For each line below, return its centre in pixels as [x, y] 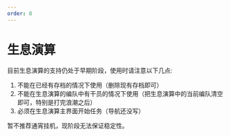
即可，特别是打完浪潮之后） [57, 102]
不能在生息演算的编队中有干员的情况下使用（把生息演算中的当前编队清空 [120, 93]
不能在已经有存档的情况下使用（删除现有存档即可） [90, 85]
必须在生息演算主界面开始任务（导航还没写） [81, 110]
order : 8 [20, 13]
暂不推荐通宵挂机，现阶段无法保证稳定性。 [68, 126]
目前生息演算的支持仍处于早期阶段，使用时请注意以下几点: [90, 70]
